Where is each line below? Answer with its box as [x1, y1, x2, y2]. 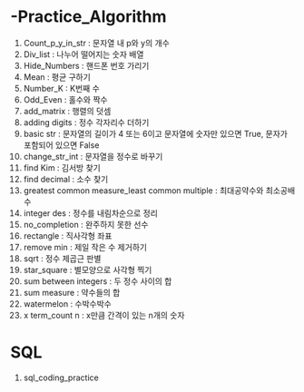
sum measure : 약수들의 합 [23, 287, 121, 298]
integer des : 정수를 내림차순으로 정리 [23, 207, 158, 219]
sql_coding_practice [23, 372, 99, 383]
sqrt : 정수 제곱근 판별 [23, 252, 102, 264]
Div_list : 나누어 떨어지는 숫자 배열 [23, 48, 144, 60]
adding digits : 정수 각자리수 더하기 [23, 116, 150, 128]
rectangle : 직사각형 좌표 [23, 230, 113, 241]
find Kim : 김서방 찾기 [23, 162, 101, 173]
